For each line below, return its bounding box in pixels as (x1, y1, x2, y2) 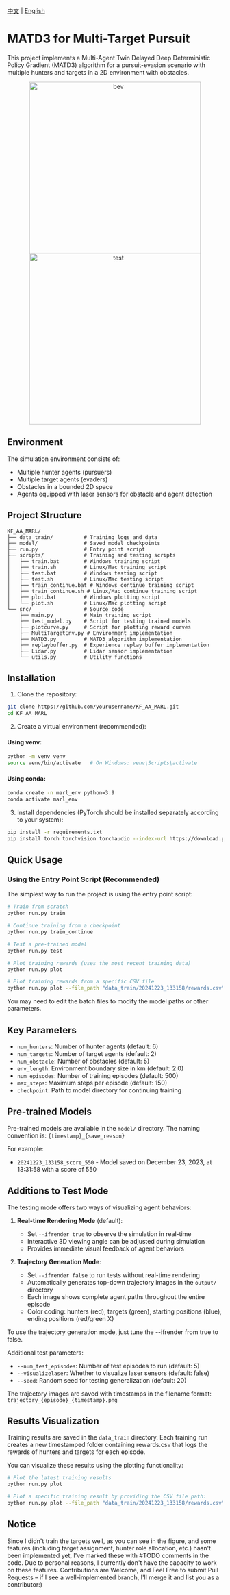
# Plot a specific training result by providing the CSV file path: (7, 1493, 207, 1500)
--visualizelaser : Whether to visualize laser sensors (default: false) (16, 1369, 210, 1377)
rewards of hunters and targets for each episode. (7, 1448, 146, 1456)
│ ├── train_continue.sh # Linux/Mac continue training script (7, 588, 197, 594)
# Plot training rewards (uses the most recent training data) (7, 959, 192, 966)
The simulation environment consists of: (7, 455, 120, 463)
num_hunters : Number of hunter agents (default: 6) (16, 1042, 159, 1051)
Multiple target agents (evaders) (16, 475, 108, 483)
